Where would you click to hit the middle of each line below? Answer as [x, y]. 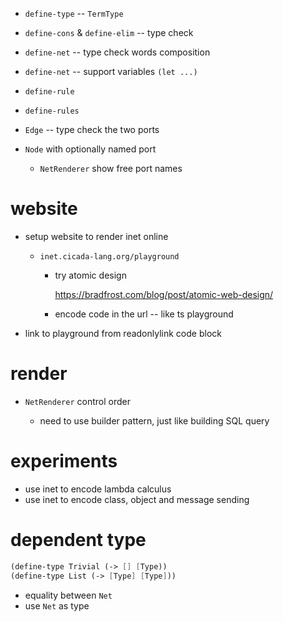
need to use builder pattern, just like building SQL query [154, 420]
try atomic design [90, 275]
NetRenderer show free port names [111, 168]
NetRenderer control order [77, 401]
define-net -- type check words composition [117, 52]
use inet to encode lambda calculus [98, 489]
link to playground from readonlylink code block [123, 333]
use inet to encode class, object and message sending [137, 499]
